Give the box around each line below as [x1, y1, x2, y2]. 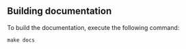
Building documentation [7, 5, 112, 17]
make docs [7, 37, 36, 44]
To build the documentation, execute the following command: [7, 23, 180, 31]
